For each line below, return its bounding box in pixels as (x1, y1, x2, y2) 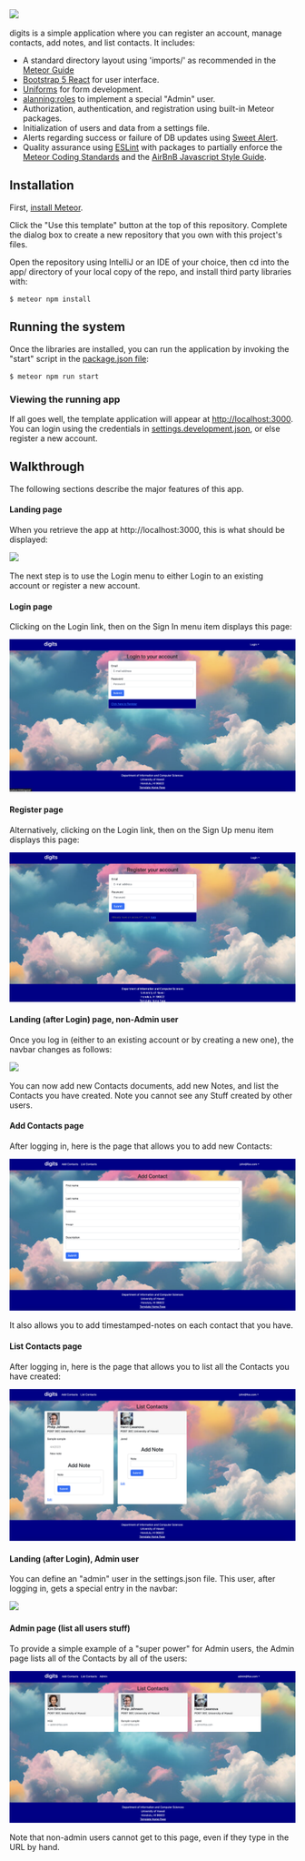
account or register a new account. (9, 579, 141, 590)
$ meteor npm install (9, 295, 92, 304)
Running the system (9, 319, 125, 335)
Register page (9, 804, 64, 815)
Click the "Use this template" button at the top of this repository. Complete (9, 219, 288, 230)
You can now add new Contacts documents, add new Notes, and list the (9, 1080, 280, 1091)
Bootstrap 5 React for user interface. (22, 75, 160, 85)
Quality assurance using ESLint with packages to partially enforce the (22, 142, 283, 153)
